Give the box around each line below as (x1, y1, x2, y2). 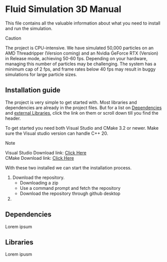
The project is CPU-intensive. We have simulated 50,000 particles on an (5, 45, 154, 51)
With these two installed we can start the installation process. (5, 164, 131, 171)
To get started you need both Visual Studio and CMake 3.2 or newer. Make (5, 125, 159, 131)
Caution (5, 35, 21, 41)
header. (5, 115, 21, 121)
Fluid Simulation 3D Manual (5, 4, 121, 15)
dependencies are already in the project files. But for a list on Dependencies (5, 104, 162, 111)
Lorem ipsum (5, 223, 32, 229)
